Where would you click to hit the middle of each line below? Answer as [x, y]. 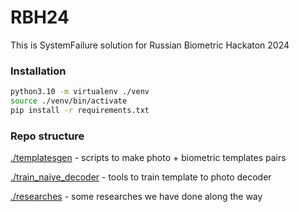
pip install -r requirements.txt [80, 110]
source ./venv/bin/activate [69, 101]
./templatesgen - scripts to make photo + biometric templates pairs [148, 158]
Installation [38, 71]
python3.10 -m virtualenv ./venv [80, 92]
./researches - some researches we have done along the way [136, 197]
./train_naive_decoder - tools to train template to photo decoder [141, 177]
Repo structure [47, 136]
